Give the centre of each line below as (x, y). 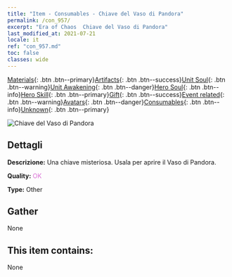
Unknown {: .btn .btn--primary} (65, 109)
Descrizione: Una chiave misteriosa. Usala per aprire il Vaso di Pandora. (112, 162)
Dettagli (25, 145)
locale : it (23, 40)
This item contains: (50, 250)
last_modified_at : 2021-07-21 (52, 33)
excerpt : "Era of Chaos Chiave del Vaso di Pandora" (88, 27)
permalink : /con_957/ (39, 20)
